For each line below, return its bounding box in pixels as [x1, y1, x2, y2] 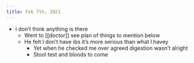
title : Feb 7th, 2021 [6, 8, 61, 15]
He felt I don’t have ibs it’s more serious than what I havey [24, 38, 169, 45]
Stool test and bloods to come [33, 50, 109, 58]
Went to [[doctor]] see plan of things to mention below [24, 31, 161, 39]
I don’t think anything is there [15, 25, 88, 32]
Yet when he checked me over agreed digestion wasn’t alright [33, 44, 188, 52]
